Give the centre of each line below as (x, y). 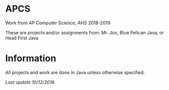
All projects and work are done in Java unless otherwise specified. (75, 72)
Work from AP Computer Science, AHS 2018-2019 (58, 23)
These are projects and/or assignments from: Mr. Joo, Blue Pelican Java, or (85, 32)
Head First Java (22, 38)
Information (31, 58)
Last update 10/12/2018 (30, 82)
